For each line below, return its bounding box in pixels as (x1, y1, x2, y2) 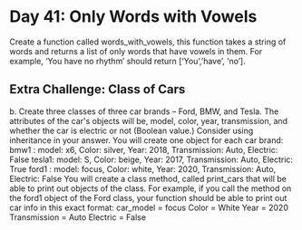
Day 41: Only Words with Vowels (9, 6, 258, 27)
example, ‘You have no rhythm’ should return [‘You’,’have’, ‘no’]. (9, 55, 247, 66)
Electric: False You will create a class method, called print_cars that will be (9, 173, 287, 184)
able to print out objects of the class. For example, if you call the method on (9, 183, 292, 194)
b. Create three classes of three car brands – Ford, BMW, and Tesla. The (9, 106, 279, 117)
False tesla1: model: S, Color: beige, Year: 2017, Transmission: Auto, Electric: (9, 154, 293, 165)
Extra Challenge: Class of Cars (9, 81, 186, 97)
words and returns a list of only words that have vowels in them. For (9, 45, 263, 56)
